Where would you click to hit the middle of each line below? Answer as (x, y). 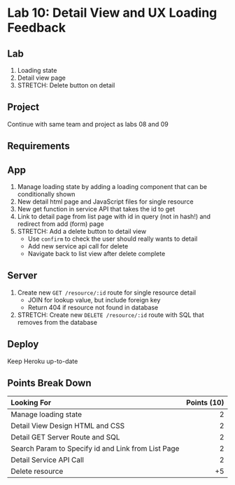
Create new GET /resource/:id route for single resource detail (107, 293)
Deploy (23, 344)
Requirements (38, 146)
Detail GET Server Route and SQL (65, 437)
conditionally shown (46, 195)
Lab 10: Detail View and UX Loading (112, 13)
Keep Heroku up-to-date (43, 361)
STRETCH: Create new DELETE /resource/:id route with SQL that (111, 315)
